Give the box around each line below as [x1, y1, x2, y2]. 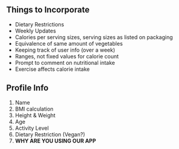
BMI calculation [14, 105, 54, 112]
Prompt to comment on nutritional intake [14, 59, 116, 66]
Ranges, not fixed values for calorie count [14, 52, 119, 59]
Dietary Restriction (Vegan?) [14, 130, 86, 138]
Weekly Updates [14, 27, 56, 34]
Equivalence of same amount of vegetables [14, 40, 123, 47]
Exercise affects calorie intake [14, 65, 90, 73]
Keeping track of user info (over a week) [14, 46, 116, 53]
